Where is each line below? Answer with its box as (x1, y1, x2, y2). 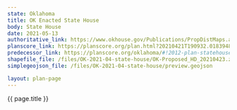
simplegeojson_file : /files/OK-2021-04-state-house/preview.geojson (7, 62, 213, 69)
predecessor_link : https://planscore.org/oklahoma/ (7, 50, 162, 57)
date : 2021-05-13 (7, 29, 59, 37)
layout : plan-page (7, 75, 61, 82)
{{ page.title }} (7, 94, 49, 102)
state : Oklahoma (7, 10, 55, 18)
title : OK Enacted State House (7, 17, 99, 24)
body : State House (7, 23, 61, 30)
